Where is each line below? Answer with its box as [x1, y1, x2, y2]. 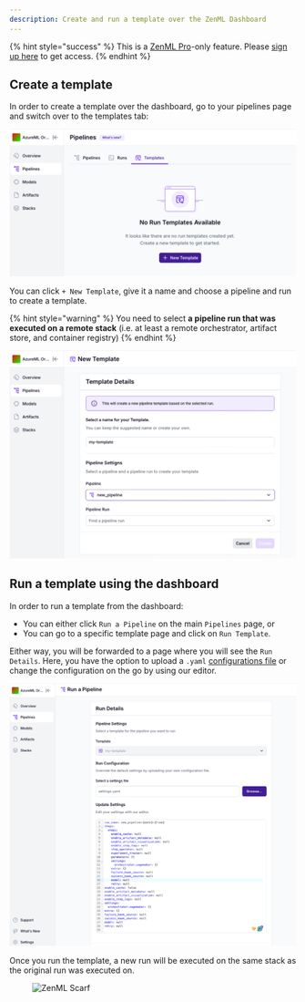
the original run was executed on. [9, 965, 135, 976]
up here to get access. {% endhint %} [9, 50, 152, 61]
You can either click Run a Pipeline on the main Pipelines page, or [22, 618, 276, 629]
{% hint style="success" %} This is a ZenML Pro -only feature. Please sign [9, 41, 288, 52]
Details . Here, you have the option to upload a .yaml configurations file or [9, 655, 287, 666]
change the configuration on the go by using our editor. [9, 665, 217, 676]
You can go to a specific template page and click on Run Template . [22, 627, 271, 638]
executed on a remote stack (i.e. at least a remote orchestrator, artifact [9, 323, 278, 334]
